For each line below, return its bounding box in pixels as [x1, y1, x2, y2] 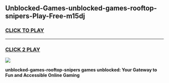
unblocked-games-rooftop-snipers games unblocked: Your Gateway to [5, 66, 157, 72]
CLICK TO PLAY [5, 27, 44, 34]
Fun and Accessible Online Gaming [5, 72, 80, 78]
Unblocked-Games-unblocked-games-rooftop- [5, 4, 157, 13]
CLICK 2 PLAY [5, 46, 40, 53]
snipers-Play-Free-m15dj [5, 12, 86, 21]
